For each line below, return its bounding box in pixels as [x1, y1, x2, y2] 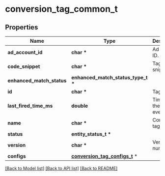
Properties [5, 23, 38, 31]
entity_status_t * [71, 131, 111, 137]
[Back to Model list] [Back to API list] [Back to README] [5, 166, 118, 171]
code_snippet [7, 63, 40, 70]
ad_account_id [7, 49, 43, 56]
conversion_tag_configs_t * [71, 153, 137, 159]
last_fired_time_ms [7, 102, 53, 109]
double [71, 102, 88, 109]
